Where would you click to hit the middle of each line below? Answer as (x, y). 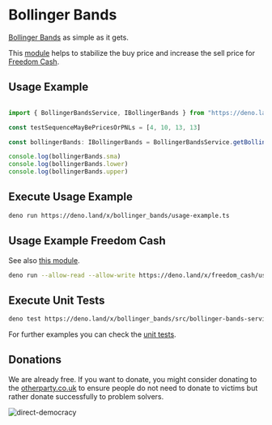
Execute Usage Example (71, 197)
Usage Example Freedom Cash (87, 241)
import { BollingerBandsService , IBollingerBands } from (106, 113)
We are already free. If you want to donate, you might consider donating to (133, 379)
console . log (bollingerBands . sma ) (65, 157)
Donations (35, 360)
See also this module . (44, 260)
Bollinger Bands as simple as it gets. (69, 37)
